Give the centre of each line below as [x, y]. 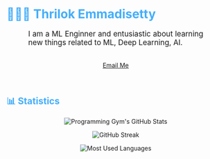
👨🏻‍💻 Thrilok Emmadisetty [81, 14]
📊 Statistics [33, 101]
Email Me [116, 65]
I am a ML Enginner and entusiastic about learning [116, 34]
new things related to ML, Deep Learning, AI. [105, 42]
